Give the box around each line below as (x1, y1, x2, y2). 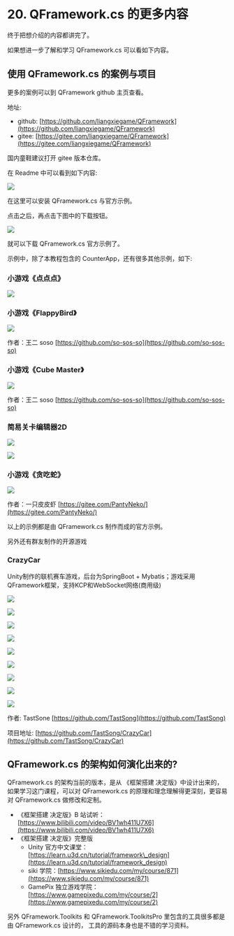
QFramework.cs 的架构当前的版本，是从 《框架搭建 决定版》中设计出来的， (7, 778, 224, 787)
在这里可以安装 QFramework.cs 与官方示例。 (7, 197, 136, 205)
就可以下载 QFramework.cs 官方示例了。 (7, 239, 124, 248)
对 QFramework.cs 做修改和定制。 (7, 795, 105, 804)
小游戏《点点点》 (7, 274, 65, 283)
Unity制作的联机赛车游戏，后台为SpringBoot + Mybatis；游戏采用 (7, 572, 196, 581)
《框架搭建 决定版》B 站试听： (17, 811, 105, 819)
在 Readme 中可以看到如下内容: (7, 169, 98, 177)
